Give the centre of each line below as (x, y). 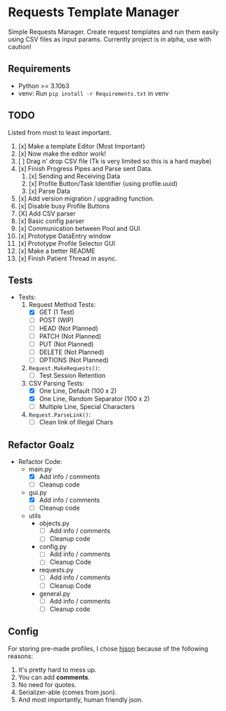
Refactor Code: (40, 461)
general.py (55, 593)
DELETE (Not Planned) (72, 352)
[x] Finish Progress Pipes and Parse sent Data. (85, 168)
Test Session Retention (72, 375)
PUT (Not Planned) (66, 344)
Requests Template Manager (94, 12)
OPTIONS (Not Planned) (74, 360)
